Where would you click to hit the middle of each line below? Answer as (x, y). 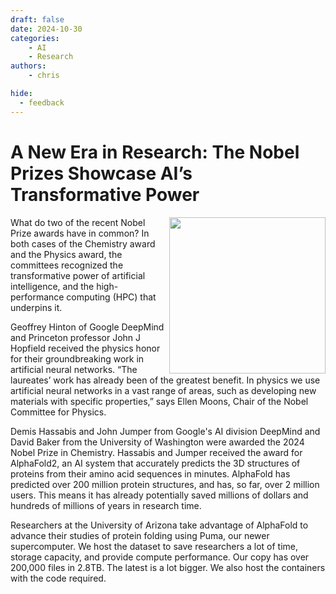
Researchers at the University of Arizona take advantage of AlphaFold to (159, 525)
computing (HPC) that (111, 297)
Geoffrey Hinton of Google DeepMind (87, 327)
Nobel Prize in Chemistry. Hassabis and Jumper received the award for (156, 452)
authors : (28, 66)
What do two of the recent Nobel (78, 222)
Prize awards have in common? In (80, 233)
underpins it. (36, 307)
